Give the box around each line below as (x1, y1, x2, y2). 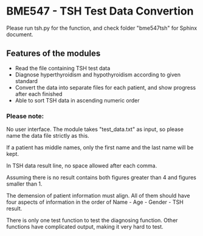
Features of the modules (6, 49, 101, 59)
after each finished (15, 90, 63, 98)
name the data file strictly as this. (6, 132, 89, 140)
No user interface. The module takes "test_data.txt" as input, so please (6, 126, 184, 133)
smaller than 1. (6, 180, 43, 187)
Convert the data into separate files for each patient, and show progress (15, 84, 196, 91)
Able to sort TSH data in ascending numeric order (15, 96, 140, 104)
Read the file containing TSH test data (15, 64, 111, 72)
